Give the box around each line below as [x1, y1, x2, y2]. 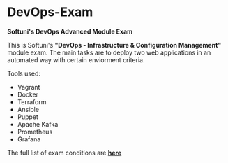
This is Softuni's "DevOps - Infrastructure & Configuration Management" [7, 41, 222, 49]
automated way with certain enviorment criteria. [7, 55, 145, 64]
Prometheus [17, 127, 53, 136]
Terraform [17, 97, 47, 106]
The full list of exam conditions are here [7, 148, 122, 157]
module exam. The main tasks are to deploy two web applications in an [7, 48, 211, 57]
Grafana [17, 134, 41, 143]
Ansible [17, 105, 40, 113]
